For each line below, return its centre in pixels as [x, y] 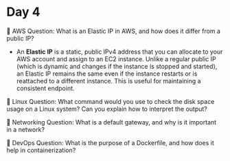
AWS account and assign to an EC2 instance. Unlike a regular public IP [116, 58]
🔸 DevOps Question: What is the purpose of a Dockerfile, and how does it [110, 142]
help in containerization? [41, 150]
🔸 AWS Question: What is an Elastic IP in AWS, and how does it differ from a [114, 31]
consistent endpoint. [45, 88]
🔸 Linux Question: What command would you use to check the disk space [111, 101]
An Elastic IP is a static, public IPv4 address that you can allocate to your [119, 52]
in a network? [26, 129]
